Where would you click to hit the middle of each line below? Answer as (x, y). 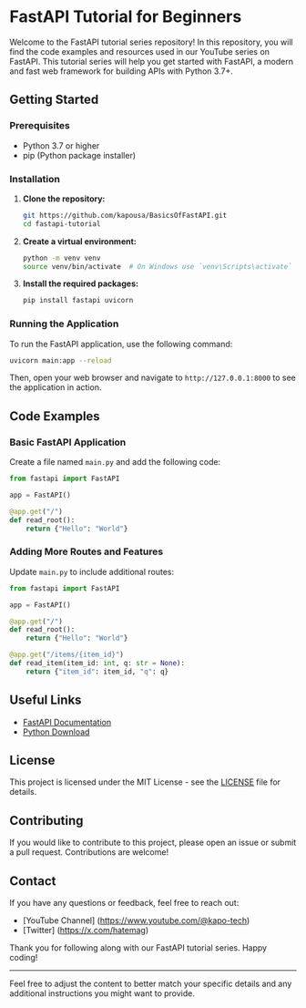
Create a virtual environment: (79, 241)
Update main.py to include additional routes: (92, 571)
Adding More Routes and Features (87, 551)
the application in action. (56, 387)
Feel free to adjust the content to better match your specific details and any (151, 984)
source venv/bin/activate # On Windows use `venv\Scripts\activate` (158, 266)
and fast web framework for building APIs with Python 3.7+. (122, 71)
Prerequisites (40, 126)
